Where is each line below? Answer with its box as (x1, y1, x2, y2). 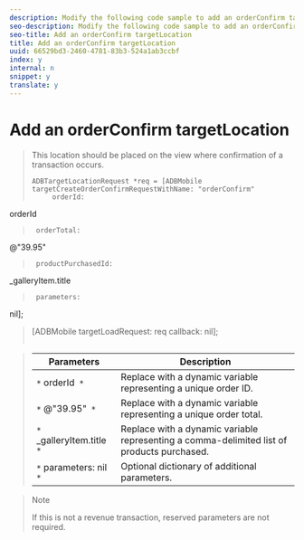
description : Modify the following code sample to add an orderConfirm (9, 13, 285, 23)
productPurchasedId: (35, 259, 113, 268)
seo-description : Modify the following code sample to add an (9, 22, 249, 31)
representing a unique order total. (120, 408, 263, 421)
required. (31, 521, 66, 532)
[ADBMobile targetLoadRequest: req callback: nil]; (31, 326, 219, 336)
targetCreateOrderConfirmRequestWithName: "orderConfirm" (31, 185, 255, 194)
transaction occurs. (31, 159, 104, 170)
